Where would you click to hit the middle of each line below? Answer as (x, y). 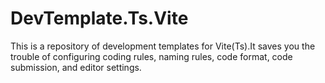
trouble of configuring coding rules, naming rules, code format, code (151, 56)
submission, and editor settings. (76, 67)
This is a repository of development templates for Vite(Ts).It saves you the (163, 46)
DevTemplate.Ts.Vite (99, 18)
